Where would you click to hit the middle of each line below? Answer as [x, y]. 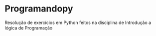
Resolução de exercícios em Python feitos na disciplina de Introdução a [78, 22]
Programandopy [39, 9]
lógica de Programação [29, 27]
